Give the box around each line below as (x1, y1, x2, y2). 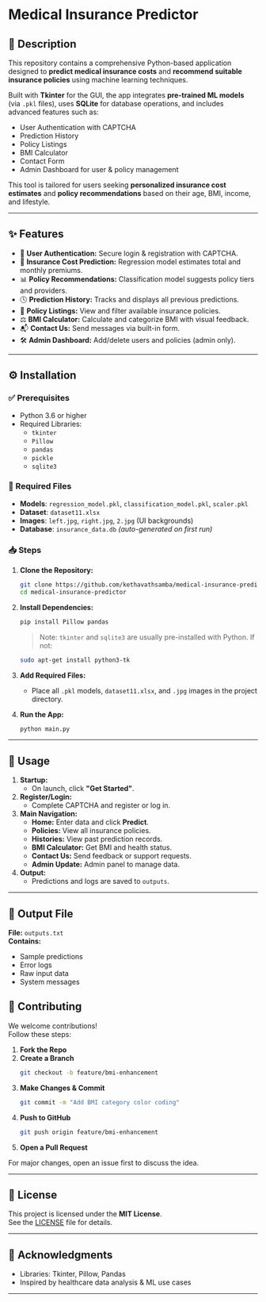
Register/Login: (19, 792, 73, 802)
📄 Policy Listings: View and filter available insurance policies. (19, 305, 221, 315)
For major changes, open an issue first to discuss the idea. (8, 1158, 199, 1167)
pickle (31, 454, 54, 462)
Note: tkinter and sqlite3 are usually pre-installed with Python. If (39, 632, 255, 642)
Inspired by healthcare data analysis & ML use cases (19, 1277, 192, 1287)
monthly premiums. (19, 265, 83, 275)
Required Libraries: (19, 419, 82, 428)
